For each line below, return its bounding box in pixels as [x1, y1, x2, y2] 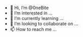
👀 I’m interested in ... [10, 10, 53, 16]
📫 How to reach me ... [10, 26, 57, 32]
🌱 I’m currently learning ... [10, 15, 64, 21]
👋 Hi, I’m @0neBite [10, 5, 49, 10]
